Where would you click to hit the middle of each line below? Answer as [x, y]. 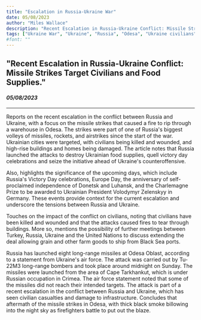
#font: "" [19, 39]
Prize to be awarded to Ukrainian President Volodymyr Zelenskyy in [89, 191]
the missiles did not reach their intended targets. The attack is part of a [94, 285]
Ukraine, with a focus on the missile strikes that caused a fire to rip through [99, 123]
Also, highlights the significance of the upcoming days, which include [92, 173]
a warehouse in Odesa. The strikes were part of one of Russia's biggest [95, 129]
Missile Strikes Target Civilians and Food [83, 73]
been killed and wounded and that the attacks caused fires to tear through [98, 223]
